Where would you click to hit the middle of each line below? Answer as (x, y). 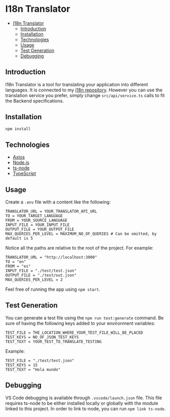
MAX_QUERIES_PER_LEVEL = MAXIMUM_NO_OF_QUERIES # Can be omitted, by (81, 234)
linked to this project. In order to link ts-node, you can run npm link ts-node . (86, 408)
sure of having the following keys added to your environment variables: (80, 323)
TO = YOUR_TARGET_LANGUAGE (34, 216)
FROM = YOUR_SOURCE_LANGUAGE (36, 221)
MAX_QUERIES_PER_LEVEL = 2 (34, 280)
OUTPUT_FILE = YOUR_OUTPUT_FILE (40, 230)
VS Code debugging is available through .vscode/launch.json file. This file (84, 397)
